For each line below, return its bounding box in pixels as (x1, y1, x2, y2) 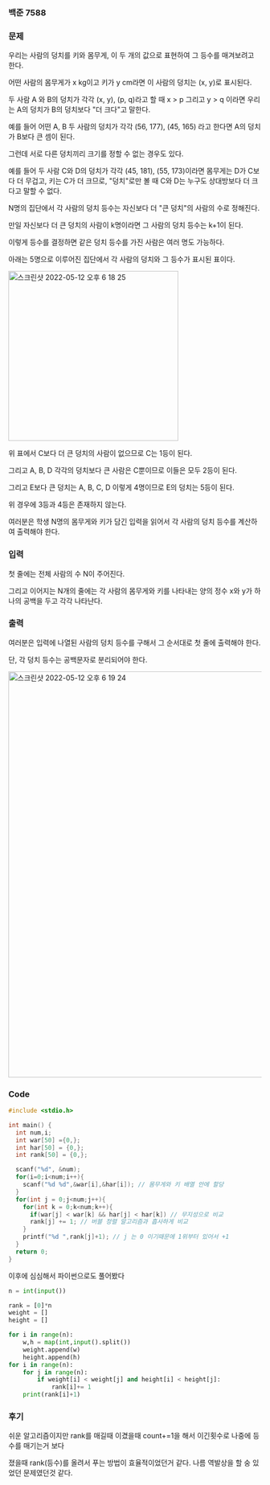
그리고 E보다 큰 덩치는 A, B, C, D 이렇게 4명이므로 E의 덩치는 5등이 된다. (8, 482, 235, 492)
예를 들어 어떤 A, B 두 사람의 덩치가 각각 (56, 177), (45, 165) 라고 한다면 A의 (8, 122, 247, 132)
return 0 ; (15, 1248, 48, 1256)
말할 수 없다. (22, 187, 63, 196)
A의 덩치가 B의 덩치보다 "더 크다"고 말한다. (16, 105, 151, 114)
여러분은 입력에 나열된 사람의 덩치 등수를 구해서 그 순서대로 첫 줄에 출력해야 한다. (8, 638, 261, 647)
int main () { (8, 1121, 52, 1129)
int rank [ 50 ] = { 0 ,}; (15, 1151, 88, 1159)
